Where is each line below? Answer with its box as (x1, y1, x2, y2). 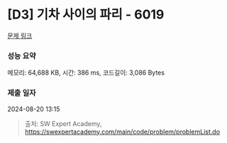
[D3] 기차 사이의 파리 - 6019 (7, 6, 165, 23)
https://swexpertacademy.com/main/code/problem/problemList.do (24, 127, 221, 136)
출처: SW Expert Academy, (24, 119, 102, 128)
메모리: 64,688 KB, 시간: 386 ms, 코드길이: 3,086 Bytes (7, 68, 165, 77)
